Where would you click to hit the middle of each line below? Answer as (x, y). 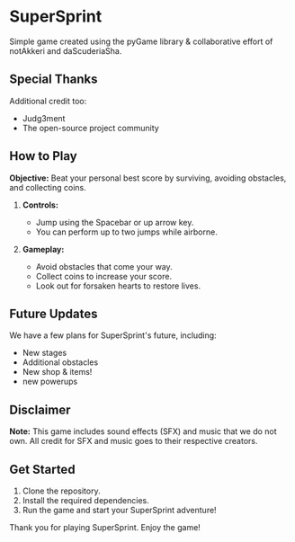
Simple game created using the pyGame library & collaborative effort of (141, 41)
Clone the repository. (61, 491)
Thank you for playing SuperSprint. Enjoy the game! (105, 527)
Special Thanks (54, 80)
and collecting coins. (48, 187)
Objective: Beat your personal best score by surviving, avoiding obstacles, (148, 178)
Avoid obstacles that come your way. (104, 266)
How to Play (44, 156)
